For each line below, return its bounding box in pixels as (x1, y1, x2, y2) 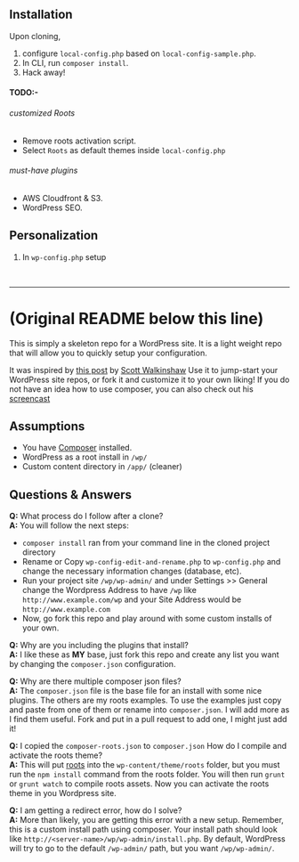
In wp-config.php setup (21, 251, 107, 262)
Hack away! (21, 67, 66, 77)
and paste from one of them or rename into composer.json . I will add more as (9, 704, 290, 715)
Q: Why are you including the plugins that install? (9, 640, 189, 651)
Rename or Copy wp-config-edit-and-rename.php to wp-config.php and (21, 557, 281, 567)
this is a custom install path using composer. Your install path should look (9, 824, 278, 835)
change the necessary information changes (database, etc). (21, 565, 242, 577)
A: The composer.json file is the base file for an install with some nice (9, 686, 263, 696)
